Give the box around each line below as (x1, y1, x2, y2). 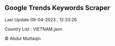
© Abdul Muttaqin (4, 35, 41, 41)
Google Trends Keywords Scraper (4, 4, 110, 12)
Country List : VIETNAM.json (4, 26, 62, 32)
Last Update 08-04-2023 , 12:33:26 (4, 16, 77, 22)
